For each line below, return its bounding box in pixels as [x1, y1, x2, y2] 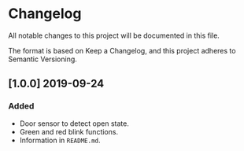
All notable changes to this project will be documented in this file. [8, 31, 220, 40]
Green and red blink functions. [19, 127, 119, 136]
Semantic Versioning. [8, 54, 77, 64]
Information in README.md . [19, 135, 101, 145]
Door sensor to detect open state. [19, 119, 130, 128]
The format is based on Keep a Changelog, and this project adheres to [8, 46, 236, 55]
